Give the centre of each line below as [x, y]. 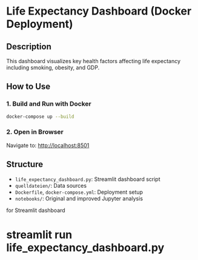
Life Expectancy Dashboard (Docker [99, 11]
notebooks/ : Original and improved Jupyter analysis [79, 198]
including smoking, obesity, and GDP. [53, 67]
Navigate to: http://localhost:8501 [48, 145]
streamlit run [39, 234]
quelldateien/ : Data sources [51, 185]
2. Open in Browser [35, 132]
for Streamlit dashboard [36, 210]
